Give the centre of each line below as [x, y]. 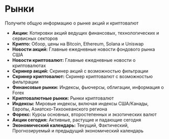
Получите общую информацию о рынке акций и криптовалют [72, 23]
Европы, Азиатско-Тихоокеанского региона [60, 109]
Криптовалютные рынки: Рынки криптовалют [63, 98]
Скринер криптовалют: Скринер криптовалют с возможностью [82, 76]
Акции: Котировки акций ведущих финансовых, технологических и [86, 33]
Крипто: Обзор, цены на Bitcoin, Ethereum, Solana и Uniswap [78, 43]
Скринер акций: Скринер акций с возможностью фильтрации [80, 71]
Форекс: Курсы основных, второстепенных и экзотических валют [84, 114]
